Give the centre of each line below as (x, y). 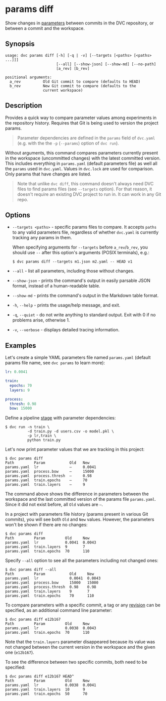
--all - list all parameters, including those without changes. (73, 271)
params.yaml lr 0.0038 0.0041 (51, 685)
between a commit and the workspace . (45, 28)
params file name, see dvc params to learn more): (55, 363)
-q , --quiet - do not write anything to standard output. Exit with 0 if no (84, 315)
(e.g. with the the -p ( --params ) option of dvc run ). (68, 143)
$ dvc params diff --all (31, 570)
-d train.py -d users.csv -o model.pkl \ (70, 431)
